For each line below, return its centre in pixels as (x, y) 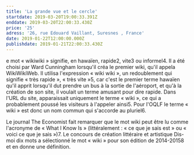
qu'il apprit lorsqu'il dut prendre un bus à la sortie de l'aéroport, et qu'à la (94, 85)
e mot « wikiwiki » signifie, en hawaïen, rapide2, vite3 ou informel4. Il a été (96, 61)
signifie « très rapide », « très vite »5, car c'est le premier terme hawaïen (93, 79)
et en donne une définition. (38, 146)
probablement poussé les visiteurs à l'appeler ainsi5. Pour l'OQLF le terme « (97, 104)
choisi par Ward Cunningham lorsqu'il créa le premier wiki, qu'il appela (91, 67)
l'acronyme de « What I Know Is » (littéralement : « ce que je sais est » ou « (96, 128)
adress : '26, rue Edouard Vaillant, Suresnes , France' (75, 33)
